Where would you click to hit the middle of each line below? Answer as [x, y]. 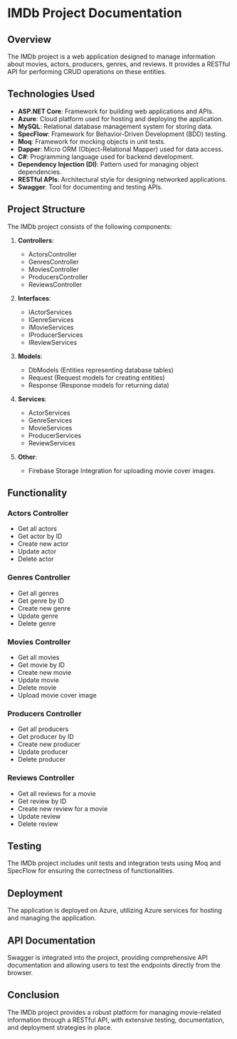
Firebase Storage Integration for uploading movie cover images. [122, 470]
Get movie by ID [41, 665]
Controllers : [36, 240]
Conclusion [33, 995]
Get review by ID [42, 801]
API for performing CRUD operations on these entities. [87, 72]
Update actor [37, 552]
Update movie [38, 680]
